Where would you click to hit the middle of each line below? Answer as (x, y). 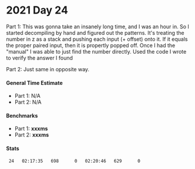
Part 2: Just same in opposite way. (48, 69)
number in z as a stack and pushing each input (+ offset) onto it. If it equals (97, 39)
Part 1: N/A (28, 96)
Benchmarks (22, 115)
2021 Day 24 (37, 10)
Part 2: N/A (28, 102)
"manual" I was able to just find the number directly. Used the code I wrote (96, 51)
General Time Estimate (34, 82)
